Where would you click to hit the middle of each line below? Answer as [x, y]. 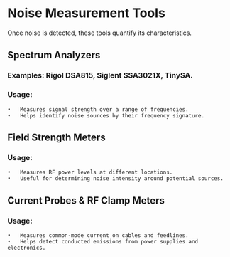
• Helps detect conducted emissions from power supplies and [103, 241]
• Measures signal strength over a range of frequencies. [98, 109]
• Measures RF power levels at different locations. [90, 172]
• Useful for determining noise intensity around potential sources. [115, 179]
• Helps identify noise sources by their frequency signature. [106, 115]
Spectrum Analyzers [54, 55]
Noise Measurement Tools [86, 13]
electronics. [27, 248]
